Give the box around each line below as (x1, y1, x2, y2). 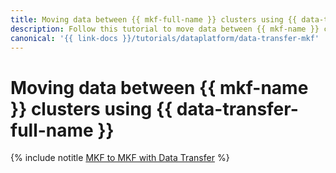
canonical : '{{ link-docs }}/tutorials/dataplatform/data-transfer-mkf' (10, 33, 320, 43)
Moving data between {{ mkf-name (10, 76, 309, 99)
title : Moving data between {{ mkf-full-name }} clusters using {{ (10, 14, 298, 25)
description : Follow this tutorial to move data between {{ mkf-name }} (10, 24, 320, 34)
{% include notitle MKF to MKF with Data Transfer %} (10, 152, 230, 164)
